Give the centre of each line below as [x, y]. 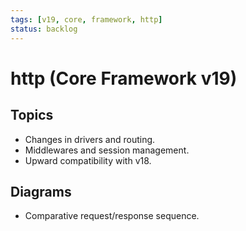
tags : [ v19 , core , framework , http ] [86, 19]
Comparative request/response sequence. [112, 216]
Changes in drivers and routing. [90, 139]
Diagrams [41, 191]
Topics [32, 115]
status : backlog [44, 29]
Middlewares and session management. [107, 150]
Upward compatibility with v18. [88, 160]
